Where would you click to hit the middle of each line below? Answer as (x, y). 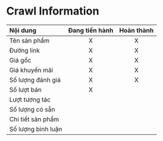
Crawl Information (53, 11)
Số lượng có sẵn (32, 109)
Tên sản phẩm (29, 41)
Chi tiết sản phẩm (34, 119)
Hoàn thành (136, 30)
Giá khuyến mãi (31, 70)
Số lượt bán (25, 90)
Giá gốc (20, 60)
